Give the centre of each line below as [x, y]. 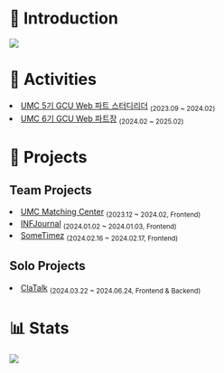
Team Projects [51, 190]
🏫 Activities [53, 79]
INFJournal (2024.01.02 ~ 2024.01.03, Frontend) [99, 225]
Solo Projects [47, 266]
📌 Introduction [64, 19]
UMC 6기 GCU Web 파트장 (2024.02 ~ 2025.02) [103, 119]
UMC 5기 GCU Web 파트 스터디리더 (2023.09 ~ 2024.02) [118, 106]
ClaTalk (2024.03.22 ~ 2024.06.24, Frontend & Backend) [111, 289]
